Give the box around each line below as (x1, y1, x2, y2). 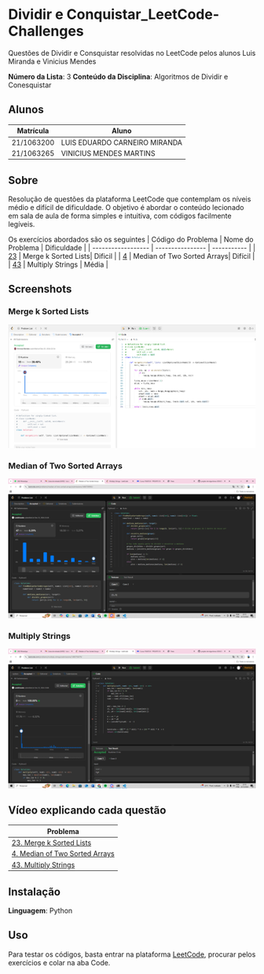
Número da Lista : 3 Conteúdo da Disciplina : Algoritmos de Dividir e (8, 72, 229, 81)
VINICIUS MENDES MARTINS (60, 148, 156, 158)
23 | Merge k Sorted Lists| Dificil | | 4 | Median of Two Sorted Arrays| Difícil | (8, 252, 255, 261)
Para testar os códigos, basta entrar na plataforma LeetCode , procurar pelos (8, 950, 256, 959)
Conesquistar (8, 80, 52, 90)
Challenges (8, 22, 84, 40)
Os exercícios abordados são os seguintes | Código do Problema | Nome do (8, 234, 254, 245)
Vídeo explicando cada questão (8, 803, 167, 817)
